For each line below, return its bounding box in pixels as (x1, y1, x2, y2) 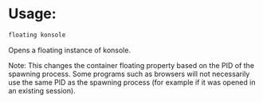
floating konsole (8, 31, 66, 39)
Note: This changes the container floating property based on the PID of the (8, 60, 255, 70)
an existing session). (8, 86, 76, 95)
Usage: (8, 5, 57, 23)
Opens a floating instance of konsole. (8, 45, 131, 55)
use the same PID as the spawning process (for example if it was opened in (8, 77, 256, 87)
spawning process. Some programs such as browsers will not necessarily (8, 69, 250, 78)
